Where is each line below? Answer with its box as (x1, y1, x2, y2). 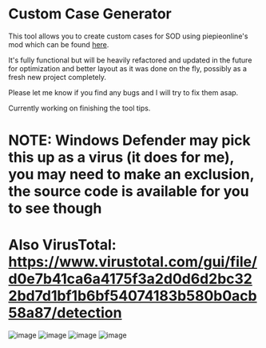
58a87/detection (8, 304, 122, 322)
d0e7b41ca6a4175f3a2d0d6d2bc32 (8, 270, 253, 288)
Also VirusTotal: (8, 236, 117, 254)
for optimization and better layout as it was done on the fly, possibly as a (8, 63, 248, 73)
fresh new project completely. (8, 72, 106, 82)
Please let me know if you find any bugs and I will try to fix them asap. (8, 87, 239, 97)
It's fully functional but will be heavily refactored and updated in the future (8, 55, 252, 65)
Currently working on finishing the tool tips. (8, 103, 151, 113)
